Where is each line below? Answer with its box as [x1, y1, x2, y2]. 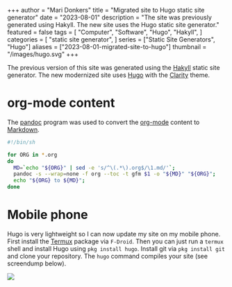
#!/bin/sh [7, 139, 36, 146]
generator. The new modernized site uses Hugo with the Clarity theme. [7, 71, 210, 79]
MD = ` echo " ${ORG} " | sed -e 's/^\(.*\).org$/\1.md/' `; [13, 164, 176, 171]
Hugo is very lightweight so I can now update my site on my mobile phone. [7, 230, 221, 238]
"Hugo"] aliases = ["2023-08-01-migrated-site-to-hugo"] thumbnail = [7, 43, 207, 51]
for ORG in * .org [7, 151, 58, 158]
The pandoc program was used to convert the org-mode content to [7, 118, 200, 126]
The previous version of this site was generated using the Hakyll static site [7, 64, 220, 71]
